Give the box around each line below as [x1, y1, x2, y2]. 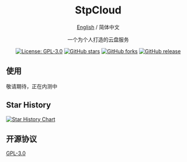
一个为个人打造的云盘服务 [67, 36, 129, 43]
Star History [6, 100, 51, 110]
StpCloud [75, 4, 122, 17]
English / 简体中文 [77, 23, 120, 30]
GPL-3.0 [6, 150, 26, 157]
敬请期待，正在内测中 [6, 82, 57, 89]
